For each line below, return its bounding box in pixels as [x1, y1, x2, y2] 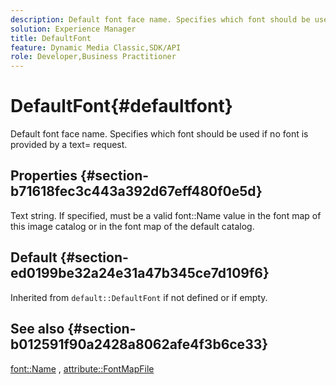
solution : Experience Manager [10, 24, 137, 34]
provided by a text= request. [10, 139, 128, 151]
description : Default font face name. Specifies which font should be [10, 14, 311, 25]
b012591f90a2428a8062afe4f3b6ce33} [10, 336, 269, 353]
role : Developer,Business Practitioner [10, 52, 177, 62]
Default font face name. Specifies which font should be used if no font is [10, 128, 309, 140]
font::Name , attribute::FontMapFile [10, 362, 155, 375]
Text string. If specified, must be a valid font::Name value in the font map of [10, 209, 322, 221]
